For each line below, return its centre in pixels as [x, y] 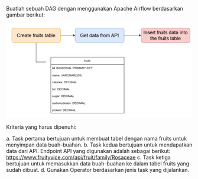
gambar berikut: [26, 15]
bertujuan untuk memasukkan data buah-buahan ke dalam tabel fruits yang [98, 164]
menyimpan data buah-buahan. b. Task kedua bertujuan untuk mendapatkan [99, 145]
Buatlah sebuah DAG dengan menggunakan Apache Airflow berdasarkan [95, 9]
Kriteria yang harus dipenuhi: [41, 127]
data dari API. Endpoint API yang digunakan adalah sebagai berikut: [88, 151]
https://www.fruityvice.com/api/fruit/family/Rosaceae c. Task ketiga [89, 157]
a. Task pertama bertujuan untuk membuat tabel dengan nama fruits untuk [97, 139]
